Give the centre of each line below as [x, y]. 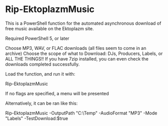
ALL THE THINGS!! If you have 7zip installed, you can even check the [77, 58]
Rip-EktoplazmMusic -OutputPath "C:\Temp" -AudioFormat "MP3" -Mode [81, 113]
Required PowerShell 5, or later [37, 38]
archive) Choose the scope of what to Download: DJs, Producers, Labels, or [84, 53]
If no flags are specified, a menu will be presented [57, 93]
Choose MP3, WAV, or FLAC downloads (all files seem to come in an [76, 48]
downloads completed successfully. [43, 64]
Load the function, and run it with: [40, 74]
